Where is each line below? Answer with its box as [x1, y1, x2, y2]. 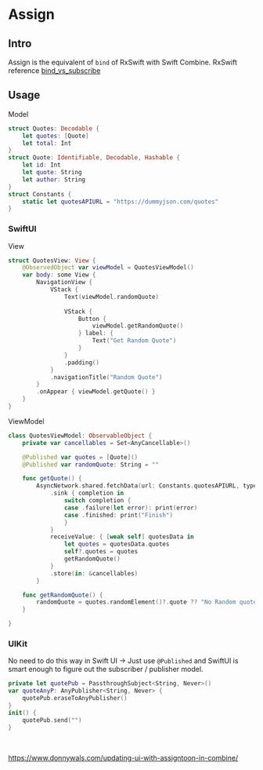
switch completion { [63, 497, 131, 505]
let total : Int [22, 139, 72, 147]
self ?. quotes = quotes [63, 548, 139, 556]
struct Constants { [8, 190, 72, 198]
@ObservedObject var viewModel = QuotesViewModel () [22, 264, 194, 272]
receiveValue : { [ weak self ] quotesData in [49, 533, 194, 541]
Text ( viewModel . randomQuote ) [63, 293, 159, 301]
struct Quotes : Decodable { [8, 124, 100, 133]
